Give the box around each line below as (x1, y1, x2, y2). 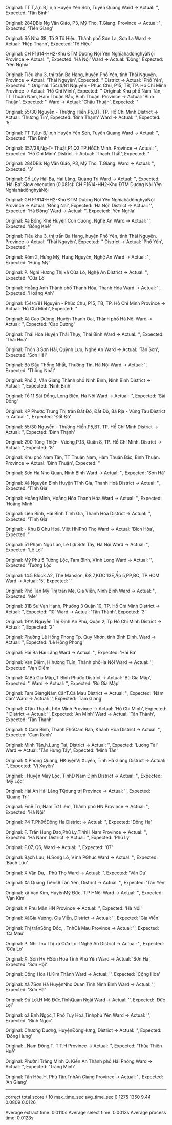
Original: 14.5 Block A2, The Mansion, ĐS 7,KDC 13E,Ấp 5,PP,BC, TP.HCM (5, 573, 160, 578)
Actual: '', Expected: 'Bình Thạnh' (5, 429, 76, 435)
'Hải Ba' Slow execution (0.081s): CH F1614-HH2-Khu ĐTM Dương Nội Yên (5, 181, 162, 187)
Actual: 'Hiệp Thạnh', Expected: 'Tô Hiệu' (5, 41, 92, 47)
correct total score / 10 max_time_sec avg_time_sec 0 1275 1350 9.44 (5, 1094, 151, 1100)
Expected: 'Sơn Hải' (5, 352, 47, 358)
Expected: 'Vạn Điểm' (5, 665, 51, 671)
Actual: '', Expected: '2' (5, 624, 54, 630)
